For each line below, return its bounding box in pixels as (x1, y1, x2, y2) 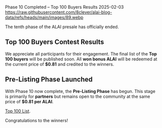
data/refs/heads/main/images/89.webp (5, 15, 84, 20)
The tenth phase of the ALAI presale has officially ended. (5, 24, 119, 30)
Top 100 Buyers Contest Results (5, 38, 104, 46)
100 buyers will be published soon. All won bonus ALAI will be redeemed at (5, 56, 158, 62)
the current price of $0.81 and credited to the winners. (5, 61, 114, 67)
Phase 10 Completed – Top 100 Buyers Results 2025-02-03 (5, 4, 124, 10)
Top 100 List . (5, 108, 31, 114)
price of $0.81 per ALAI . (5, 98, 54, 104)
